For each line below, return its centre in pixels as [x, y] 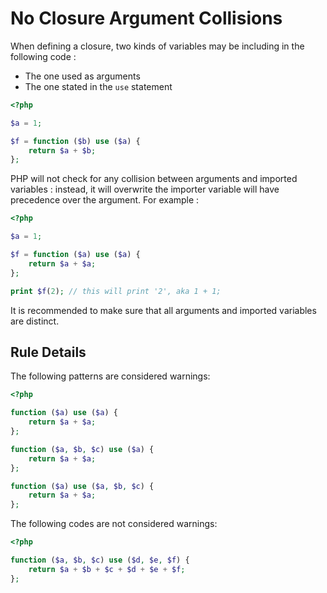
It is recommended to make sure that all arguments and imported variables [163, 310]
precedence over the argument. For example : [105, 200]
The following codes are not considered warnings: [114, 524]
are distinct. [35, 321]
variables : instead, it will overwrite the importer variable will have [145, 189]
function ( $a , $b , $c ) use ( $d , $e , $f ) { [100, 560]
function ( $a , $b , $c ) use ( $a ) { [82, 449]
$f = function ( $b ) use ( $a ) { [75, 141]
